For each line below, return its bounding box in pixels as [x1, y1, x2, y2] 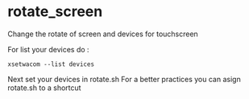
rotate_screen [7, 2, 103, 21]
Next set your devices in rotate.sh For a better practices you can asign [7, 74, 241, 84]
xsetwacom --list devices [7, 60, 94, 68]
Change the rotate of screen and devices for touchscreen [7, 29, 198, 39]
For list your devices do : [7, 44, 89, 54]
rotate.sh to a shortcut [7, 83, 81, 93]
